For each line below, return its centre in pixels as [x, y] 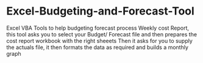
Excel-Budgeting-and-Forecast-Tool [101, 11]
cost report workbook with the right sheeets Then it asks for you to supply [100, 41]
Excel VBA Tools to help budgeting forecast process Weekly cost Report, [98, 28]
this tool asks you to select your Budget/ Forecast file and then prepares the [101, 34]
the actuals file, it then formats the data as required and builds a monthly [98, 47]
